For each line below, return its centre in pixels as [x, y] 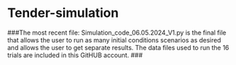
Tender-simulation [63, 13]
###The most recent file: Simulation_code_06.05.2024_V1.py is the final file [117, 32]
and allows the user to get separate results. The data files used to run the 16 [118, 47]
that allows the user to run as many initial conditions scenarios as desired [114, 40]
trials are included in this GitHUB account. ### [75, 55]
